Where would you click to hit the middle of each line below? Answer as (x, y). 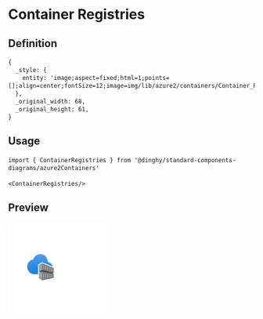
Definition (32, 43)
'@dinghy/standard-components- (185, 160)
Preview (29, 208)
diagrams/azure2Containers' (54, 168)
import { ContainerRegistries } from (70, 160)
